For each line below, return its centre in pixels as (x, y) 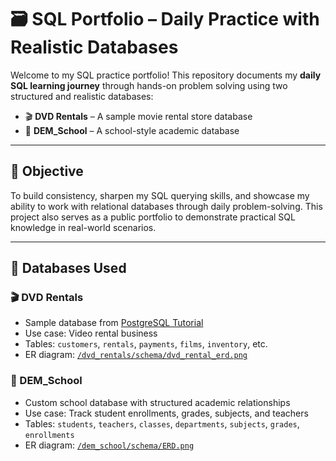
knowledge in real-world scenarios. (83, 227)
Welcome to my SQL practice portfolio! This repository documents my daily (166, 75)
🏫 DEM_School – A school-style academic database (132, 130)
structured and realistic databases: (82, 96)
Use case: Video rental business (91, 333)
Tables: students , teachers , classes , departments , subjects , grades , (162, 423)
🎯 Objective (47, 171)
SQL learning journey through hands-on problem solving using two (149, 85)
